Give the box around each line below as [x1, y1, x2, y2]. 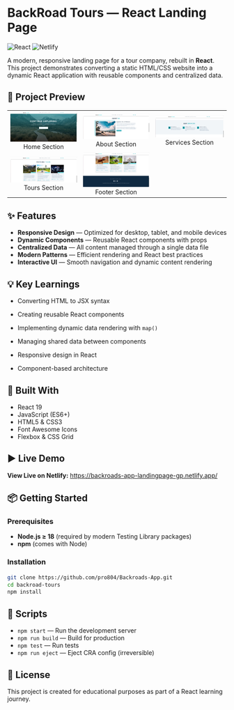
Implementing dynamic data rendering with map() [17, 324, 158, 332]
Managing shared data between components [17, 337, 146, 346]
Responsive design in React [17, 350, 97, 360]
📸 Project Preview [7, 91, 86, 103]
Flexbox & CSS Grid [17, 432, 75, 440]
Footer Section [95, 188, 137, 196]
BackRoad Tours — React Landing [7, 5, 207, 21]
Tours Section [23, 183, 64, 192]
